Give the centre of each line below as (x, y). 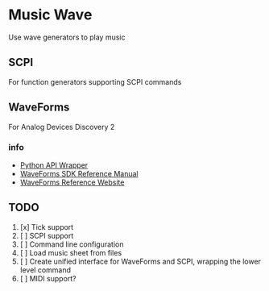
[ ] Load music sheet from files (71, 252)
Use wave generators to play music (67, 37)
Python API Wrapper (54, 165)
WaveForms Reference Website (72, 182)
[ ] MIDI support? (48, 278)
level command (45, 270)
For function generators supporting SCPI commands (95, 81)
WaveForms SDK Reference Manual (79, 173)
